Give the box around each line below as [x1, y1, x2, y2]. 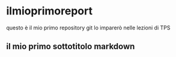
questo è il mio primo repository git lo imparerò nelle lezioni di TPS [6, 24, 171, 31]
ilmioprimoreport [6, 4, 93, 18]
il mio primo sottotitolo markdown [6, 41, 135, 52]
